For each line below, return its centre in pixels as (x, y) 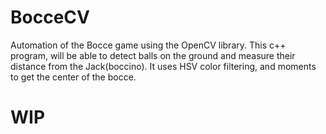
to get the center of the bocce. (73, 77)
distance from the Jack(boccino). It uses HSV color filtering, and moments (163, 66)
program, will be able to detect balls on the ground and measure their (153, 55)
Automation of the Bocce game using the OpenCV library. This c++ (148, 45)
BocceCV (50, 17)
